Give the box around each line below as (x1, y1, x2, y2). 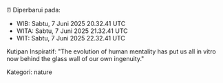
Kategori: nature (6, 68, 52, 76)
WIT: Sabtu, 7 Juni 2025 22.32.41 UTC (16, 34, 125, 42)
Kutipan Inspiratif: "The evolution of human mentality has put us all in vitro (6, 47, 216, 56)
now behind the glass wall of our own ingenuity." (6, 55, 145, 62)
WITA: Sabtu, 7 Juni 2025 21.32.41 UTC (16, 27, 128, 35)
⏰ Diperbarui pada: (6, 6, 61, 14)
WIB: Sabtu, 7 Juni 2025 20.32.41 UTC (16, 20, 126, 27)
